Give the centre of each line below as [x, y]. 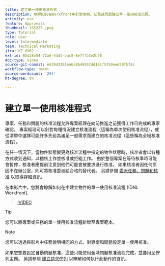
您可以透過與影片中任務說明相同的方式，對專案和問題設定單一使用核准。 [78, 242]
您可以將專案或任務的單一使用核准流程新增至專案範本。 [61, 222]
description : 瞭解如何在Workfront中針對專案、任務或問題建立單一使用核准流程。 [79, 14]
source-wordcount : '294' [30, 74]
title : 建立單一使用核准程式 [31, 10]
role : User [16, 37]
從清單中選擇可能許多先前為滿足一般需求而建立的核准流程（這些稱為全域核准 [82, 135]
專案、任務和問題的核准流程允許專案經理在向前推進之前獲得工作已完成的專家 [82, 123]
